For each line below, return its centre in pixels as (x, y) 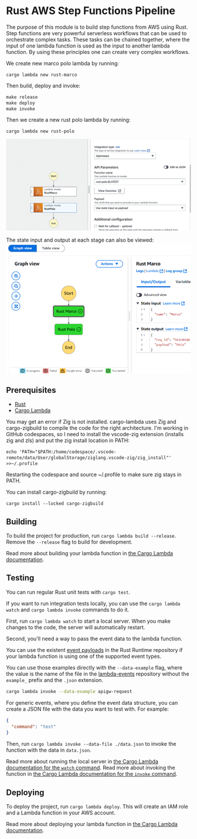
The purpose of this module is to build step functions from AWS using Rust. (97, 27)
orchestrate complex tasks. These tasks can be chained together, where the (98, 39)
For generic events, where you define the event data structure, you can (92, 702)
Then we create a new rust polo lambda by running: (68, 120)
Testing (20, 578)
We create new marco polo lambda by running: (62, 63)
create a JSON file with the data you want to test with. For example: (87, 709)
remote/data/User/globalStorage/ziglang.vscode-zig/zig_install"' (89, 458)
